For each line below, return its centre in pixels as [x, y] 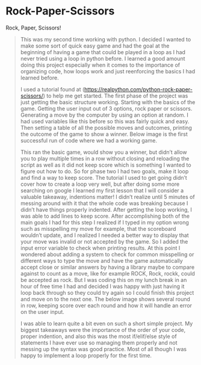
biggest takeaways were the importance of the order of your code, [103, 330]
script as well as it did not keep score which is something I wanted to [106, 165]
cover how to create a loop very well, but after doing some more [100, 184]
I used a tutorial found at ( [52, 89]
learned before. [39, 78]
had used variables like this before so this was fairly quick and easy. [105, 121]
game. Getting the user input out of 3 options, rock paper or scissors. [106, 108]
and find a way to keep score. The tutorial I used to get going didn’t [104, 177]
